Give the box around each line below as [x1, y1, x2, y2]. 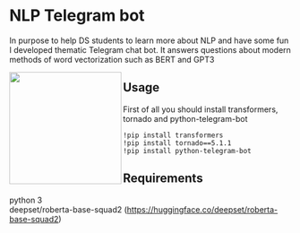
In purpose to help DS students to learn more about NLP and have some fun [9, 35, 289, 46]
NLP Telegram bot [9, 5, 145, 26]
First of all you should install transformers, [123, 104, 279, 115]
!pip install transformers [123, 131, 224, 140]
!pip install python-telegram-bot [123, 146, 253, 155]
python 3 [9, 194, 43, 205]
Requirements [123, 171, 203, 186]
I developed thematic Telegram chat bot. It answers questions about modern [9, 44, 291, 55]
